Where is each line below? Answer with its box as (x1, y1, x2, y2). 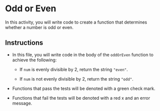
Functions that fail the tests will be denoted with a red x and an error (12, 95, 151, 101)
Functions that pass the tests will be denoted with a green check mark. (12, 85, 156, 91)
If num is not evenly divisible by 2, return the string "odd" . (19, 76, 133, 82)
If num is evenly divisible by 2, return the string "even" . (19, 66, 128, 72)
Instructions (5, 39, 43, 47)
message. (12, 100, 32, 106)
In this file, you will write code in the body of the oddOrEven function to (12, 52, 154, 57)
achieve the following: (12, 57, 57, 63)
